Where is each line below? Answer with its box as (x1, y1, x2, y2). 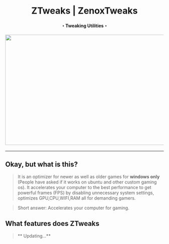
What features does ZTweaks (5, 219, 100, 228)
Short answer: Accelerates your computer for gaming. (17, 205, 130, 211)
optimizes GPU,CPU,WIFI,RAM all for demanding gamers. (17, 195, 136, 201)
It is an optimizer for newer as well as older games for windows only (17, 173, 160, 179)
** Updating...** (17, 232, 51, 239)
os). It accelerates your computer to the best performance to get (17, 184, 152, 190)
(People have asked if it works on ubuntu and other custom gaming (17, 179, 157, 185)
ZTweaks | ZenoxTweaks (31, 5, 138, 17)
